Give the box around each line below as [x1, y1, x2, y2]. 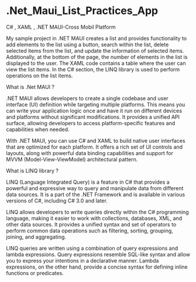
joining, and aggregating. [6, 233, 66, 240]
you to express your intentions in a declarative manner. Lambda [6, 257, 159, 264]
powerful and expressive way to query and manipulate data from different [6, 184, 184, 191]
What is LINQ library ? [6, 167, 59, 174]
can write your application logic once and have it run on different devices [6, 107, 183, 114]
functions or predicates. [6, 269, 64, 276]
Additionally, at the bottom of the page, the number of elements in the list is [6, 53, 188, 60]
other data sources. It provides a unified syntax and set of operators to [6, 221, 177, 228]
